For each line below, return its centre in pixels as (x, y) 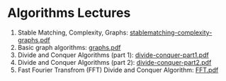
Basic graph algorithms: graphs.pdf (69, 47)
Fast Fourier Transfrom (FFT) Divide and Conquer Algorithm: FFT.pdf (118, 70)
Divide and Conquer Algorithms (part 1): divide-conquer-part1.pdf (113, 55)
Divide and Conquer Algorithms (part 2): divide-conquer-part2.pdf (114, 62)
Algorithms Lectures (69, 13)
